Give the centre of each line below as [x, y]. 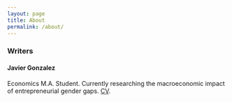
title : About [26, 20]
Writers [20, 51]
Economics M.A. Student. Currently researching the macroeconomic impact [116, 83]
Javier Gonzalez [31, 68]
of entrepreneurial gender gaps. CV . [59, 91]
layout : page [26, 14]
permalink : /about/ [36, 27]
